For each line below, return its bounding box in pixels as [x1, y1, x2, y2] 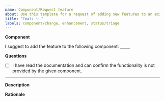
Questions [5, 53, 27, 59]
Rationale [5, 91, 25, 98]
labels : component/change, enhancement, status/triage [5, 20, 120, 26]
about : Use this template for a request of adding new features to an [5, 12, 153, 17]
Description [5, 82, 30, 88]
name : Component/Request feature [5, 7, 74, 12]
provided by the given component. [12, 68, 82, 74]
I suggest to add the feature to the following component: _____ [5, 43, 130, 49]
